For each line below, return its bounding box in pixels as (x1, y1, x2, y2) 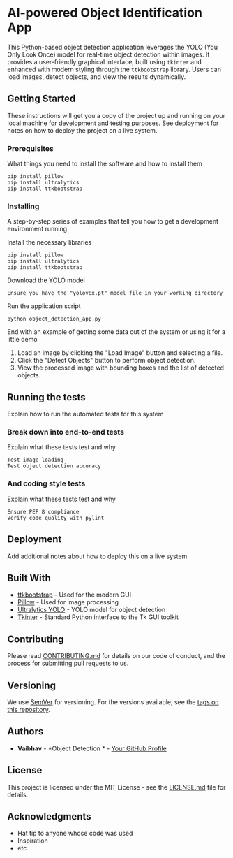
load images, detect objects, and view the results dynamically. (7, 72, 186, 81)
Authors (7, 725, 44, 738)
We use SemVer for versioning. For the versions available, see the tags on (7, 698, 219, 706)
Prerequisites (7, 143, 54, 153)
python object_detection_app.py (7, 316, 101, 323)
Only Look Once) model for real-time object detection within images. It (7, 50, 210, 59)
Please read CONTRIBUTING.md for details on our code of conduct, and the (7, 652, 225, 660)
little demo (7, 335, 38, 344)
